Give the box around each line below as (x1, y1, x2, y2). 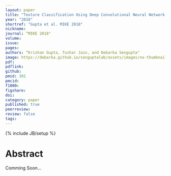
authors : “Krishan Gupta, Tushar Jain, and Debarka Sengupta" (5, 50, 140, 55)
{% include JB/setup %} (5, 130, 56, 136)
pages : (5, 45, 19, 50)
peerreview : (5, 107, 31, 112)
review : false (5, 111, 36, 117)
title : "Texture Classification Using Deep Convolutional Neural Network (5, 12, 165, 17)
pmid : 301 (5, 74, 26, 79)
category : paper (5, 97, 40, 102)
